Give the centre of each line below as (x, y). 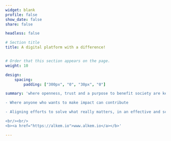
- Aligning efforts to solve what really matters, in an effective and (83, 112)
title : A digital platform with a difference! (55, 47)
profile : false (21, 15)
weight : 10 (17, 66)
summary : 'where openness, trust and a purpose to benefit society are (83, 94)
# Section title (22, 43)
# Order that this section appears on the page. (58, 61)
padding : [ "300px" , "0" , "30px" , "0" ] (65, 84)
